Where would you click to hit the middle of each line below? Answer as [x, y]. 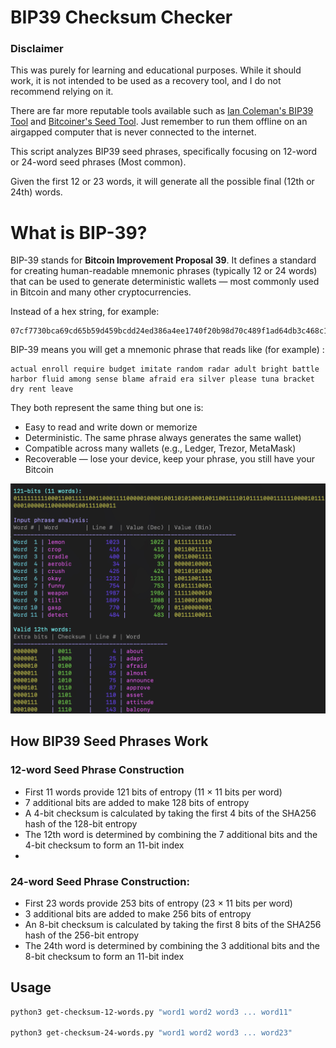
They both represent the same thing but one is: [107, 408]
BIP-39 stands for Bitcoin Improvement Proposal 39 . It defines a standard [163, 260]
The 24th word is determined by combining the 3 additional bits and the [172, 945]
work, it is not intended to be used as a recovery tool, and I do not [146, 81]
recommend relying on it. [62, 92]
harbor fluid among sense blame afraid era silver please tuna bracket [162, 379]
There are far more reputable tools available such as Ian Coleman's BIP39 [162, 111]
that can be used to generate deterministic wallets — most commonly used [165, 282]
